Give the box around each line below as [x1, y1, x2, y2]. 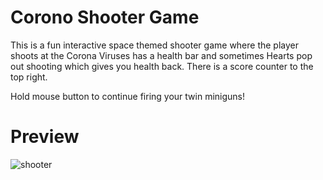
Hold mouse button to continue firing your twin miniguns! [10, 90, 246, 102]
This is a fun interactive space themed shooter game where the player [10, 39, 300, 51]
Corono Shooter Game [10, 6, 200, 29]
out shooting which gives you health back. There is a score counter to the [10, 60, 314, 72]
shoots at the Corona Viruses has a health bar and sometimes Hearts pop [10, 49, 313, 61]
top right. [10, 71, 48, 83]
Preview [10, 126, 80, 148]
